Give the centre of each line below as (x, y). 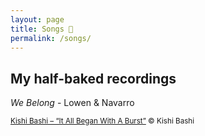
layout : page (37, 19)
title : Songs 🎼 (42, 29)
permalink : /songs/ (51, 38)
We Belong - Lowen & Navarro (72, 103)
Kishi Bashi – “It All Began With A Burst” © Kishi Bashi (102, 121)
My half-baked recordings (93, 78)
